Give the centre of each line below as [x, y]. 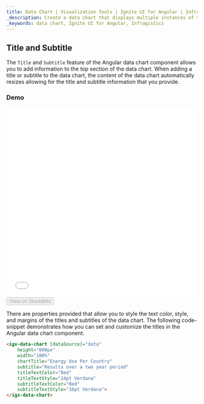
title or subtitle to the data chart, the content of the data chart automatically [100, 75]
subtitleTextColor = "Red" [49, 384]
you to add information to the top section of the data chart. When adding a [99, 69]
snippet [16, 327]
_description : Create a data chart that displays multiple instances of [100, 18]
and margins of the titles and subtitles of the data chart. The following [93, 320]
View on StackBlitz [30, 301]
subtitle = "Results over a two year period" [73, 367]
